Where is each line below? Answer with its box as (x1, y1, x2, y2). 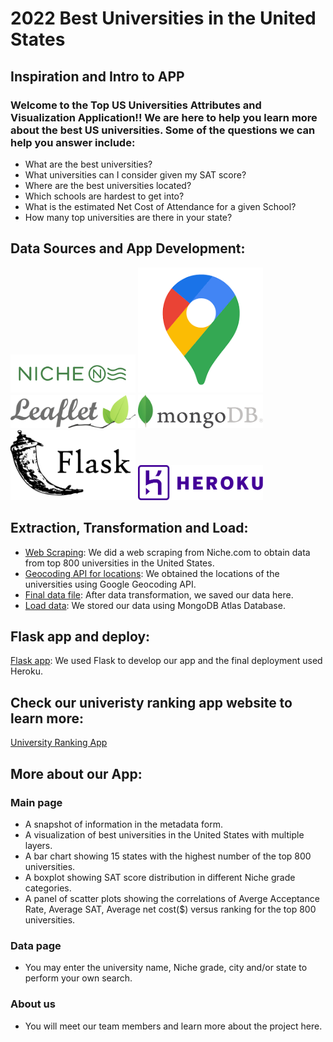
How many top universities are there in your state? (24, 211, 233, 223)
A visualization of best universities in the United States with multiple (24, 828, 305, 841)
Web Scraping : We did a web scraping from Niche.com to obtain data (24, 546, 311, 558)
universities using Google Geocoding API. (24, 578, 197, 590)
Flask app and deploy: (10, 628, 151, 646)
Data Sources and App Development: (10, 240, 246, 257)
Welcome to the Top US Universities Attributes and (10, 98, 262, 112)
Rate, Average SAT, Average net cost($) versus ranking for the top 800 (24, 903, 317, 915)
